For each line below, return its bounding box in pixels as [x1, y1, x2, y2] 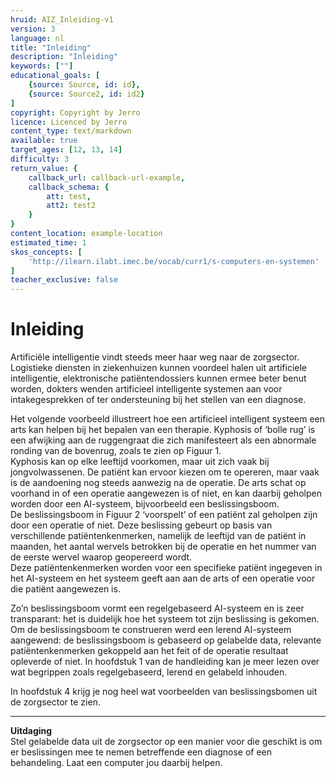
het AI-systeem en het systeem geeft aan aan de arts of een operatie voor [10, 572, 316, 585]
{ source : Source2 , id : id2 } [28, 89, 145, 99]
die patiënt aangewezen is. [10, 583, 121, 595]
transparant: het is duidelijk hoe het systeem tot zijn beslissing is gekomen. [10, 613, 320, 625]
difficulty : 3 [10, 154, 70, 164]
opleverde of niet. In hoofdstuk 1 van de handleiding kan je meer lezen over [10, 656, 320, 668]
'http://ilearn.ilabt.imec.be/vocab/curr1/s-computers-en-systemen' [28, 256, 320, 266]
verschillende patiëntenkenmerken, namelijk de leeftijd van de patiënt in [10, 530, 307, 542]
